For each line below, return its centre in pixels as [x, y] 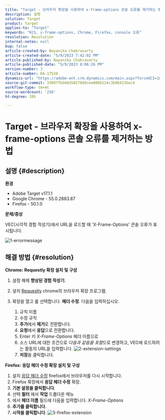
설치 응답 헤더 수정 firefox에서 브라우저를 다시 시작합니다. [67, 376]
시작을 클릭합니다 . [29, 413]
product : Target [22, 23]
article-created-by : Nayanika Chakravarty [49, 51]
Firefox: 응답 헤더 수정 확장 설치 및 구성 [42, 365]
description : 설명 [23, 14]
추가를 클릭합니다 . [29, 407]
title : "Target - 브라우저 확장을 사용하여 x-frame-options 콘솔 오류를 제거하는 [81, 10]
